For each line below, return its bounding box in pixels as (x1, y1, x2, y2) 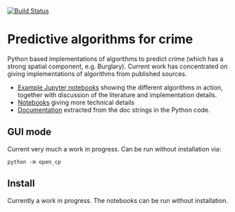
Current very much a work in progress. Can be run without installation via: (7, 144, 222, 153)
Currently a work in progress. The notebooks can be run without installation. (7, 196, 229, 204)
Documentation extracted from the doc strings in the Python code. (17, 106, 210, 114)
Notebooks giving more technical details (17, 98, 135, 106)
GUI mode (7, 126, 51, 138)
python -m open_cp (7, 158, 61, 166)
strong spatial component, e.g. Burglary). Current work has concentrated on (7, 62, 228, 70)
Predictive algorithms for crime (7, 32, 193, 47)
